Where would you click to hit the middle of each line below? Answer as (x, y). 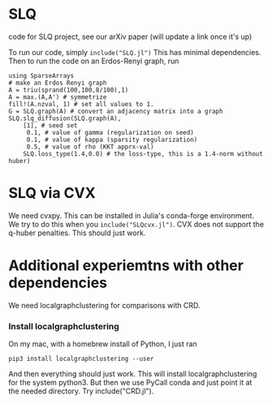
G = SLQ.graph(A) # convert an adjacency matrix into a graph (116, 111)
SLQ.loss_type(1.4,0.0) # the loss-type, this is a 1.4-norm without (143, 154)
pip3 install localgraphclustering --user (81, 359)
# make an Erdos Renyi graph (58, 83)
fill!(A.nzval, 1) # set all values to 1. (81, 104)
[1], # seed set (51, 125)
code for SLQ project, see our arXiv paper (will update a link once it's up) (130, 37)
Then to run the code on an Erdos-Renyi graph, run (94, 61)
